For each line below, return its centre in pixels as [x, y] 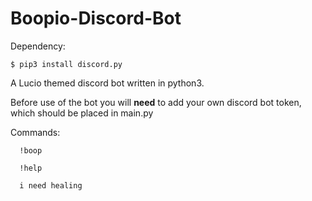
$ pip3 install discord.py [66, 64]
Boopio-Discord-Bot [96, 18]
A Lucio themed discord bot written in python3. [107, 83]
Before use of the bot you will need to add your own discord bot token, [156, 102]
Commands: [35, 132]
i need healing [51, 185]
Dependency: [38, 46]
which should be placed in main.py [82, 113]
